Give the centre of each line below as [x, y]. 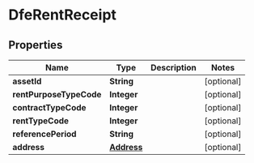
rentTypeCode [41, 121]
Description [174, 68]
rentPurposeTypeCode [57, 94]
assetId [27, 81]
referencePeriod [44, 134]
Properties [36, 45]
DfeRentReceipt [63, 15]
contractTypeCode [49, 107]
